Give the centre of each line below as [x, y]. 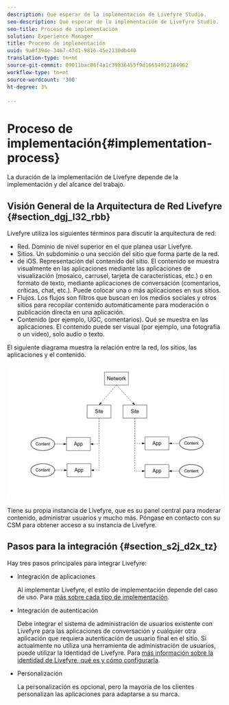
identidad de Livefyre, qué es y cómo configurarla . [88, 660]
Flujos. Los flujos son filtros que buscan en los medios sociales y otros [117, 298]
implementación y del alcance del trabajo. [66, 185]
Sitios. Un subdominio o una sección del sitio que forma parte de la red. [118, 254]
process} [34, 158]
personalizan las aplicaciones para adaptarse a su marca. [98, 694]
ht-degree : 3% [27, 87]
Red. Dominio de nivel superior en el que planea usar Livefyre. [105, 246]
